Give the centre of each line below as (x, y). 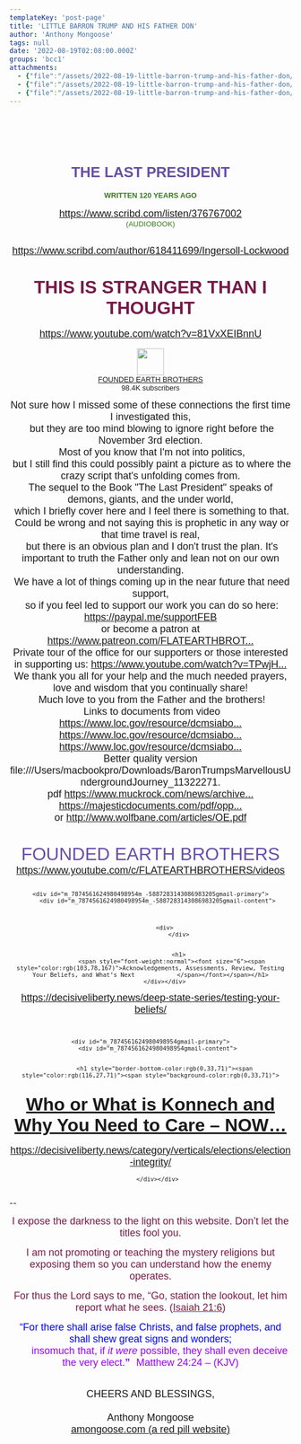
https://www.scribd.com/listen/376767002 (150, 214)
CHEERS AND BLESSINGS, (150, 1394)
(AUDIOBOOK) (150, 224)
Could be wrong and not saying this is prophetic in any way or (152, 524)
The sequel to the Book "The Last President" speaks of (150, 488)
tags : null (30, 43)
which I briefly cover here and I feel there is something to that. (152, 511)
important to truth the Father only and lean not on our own (150, 559)
